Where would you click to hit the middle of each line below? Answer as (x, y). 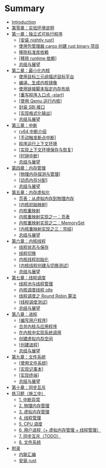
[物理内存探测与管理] (39, 174)
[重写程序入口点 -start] (41, 95)
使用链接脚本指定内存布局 (44, 89)
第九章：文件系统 (29, 357)
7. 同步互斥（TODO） (40, 436)
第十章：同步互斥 (29, 387)
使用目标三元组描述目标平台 (46, 77)
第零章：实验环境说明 (33, 28)
